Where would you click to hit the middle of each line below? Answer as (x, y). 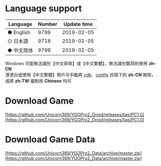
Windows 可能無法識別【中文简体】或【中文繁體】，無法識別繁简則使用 (76, 63)
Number (47, 24)
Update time (78, 24)
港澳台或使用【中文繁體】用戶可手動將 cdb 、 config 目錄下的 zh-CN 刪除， (80, 74)
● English (19, 32)
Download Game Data (50, 140)
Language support (43, 9)
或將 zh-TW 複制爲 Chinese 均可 (38, 81)
